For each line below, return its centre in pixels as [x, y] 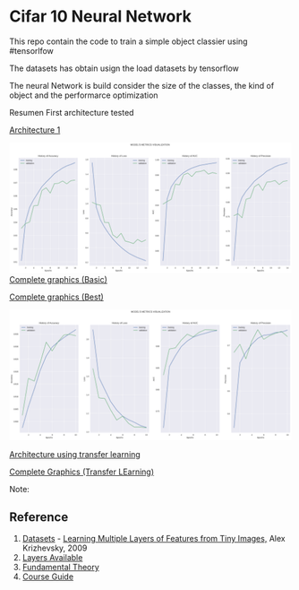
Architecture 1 [35, 130]
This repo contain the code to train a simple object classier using [128, 41]
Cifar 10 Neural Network [101, 17]
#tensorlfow [31, 50]
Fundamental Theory [61, 568]
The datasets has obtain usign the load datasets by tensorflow [124, 68]
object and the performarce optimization [84, 95]
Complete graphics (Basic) [58, 280]
